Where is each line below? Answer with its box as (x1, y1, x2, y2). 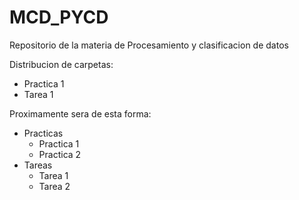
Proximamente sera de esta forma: (9, 107, 152, 120)
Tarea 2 (38, 180, 71, 192)
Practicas (23, 127, 64, 139)
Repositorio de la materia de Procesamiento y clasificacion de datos (9, 39, 289, 51)
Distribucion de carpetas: (9, 58, 114, 70)
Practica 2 (38, 148, 82, 160)
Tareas (23, 159, 53, 171)
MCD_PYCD (9, 6, 109, 29)
